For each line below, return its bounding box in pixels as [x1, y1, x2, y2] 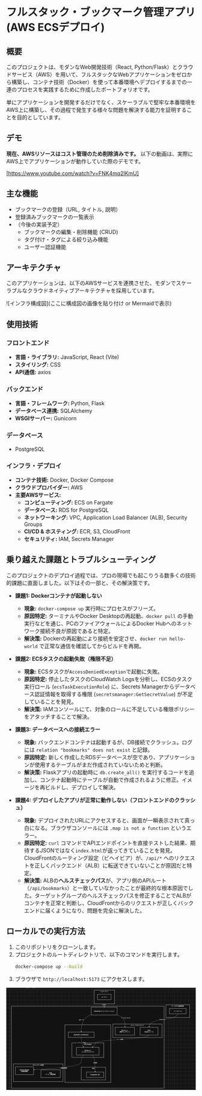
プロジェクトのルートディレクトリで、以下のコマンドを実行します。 [14, 951, 183, 958]
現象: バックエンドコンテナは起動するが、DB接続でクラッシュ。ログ [23, 738, 193, 745]
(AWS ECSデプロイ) [6, 20, 105, 34]
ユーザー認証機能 [23, 243, 67, 250]
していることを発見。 [23, 698, 77, 705]
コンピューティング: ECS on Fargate [23, 499, 113, 506]
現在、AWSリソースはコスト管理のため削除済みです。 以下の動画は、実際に [6, 150, 194, 157]
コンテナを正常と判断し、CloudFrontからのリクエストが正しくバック [23, 899, 194, 907]
